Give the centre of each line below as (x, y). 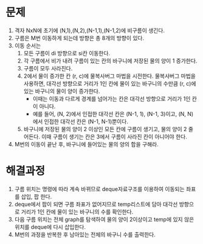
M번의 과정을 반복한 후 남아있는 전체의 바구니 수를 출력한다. (85, 234)
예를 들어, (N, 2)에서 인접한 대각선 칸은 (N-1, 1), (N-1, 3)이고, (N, (109, 114)
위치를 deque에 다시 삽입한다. (50, 227)
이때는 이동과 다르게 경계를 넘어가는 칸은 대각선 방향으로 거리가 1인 (112, 98)
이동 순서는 (28, 46)
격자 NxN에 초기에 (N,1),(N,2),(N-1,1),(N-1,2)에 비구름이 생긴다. (90, 30)
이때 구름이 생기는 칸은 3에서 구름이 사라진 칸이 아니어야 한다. (115, 137)
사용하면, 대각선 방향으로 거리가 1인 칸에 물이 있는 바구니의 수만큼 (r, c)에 (110, 83)
